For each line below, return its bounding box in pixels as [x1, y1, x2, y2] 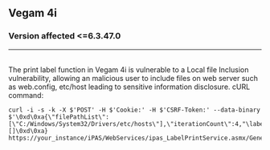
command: [8, 90, 44, 99]
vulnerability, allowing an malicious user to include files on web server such [8, 73, 259, 83]
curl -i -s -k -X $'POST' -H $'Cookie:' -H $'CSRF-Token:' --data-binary [8, 106, 261, 114]
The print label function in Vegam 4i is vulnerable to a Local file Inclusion [8, 64, 249, 75]
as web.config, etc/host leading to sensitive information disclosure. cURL [8, 82, 251, 91]
